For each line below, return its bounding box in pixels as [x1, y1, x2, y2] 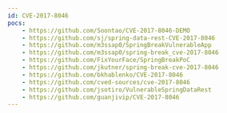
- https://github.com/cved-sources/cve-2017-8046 [22, 78, 191, 86]
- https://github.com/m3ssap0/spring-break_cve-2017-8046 [22, 49, 219, 56]
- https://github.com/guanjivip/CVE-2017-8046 [22, 93, 180, 101]
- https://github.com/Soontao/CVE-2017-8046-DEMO [22, 26, 191, 34]
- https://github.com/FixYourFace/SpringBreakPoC [22, 56, 191, 64]
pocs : [7, 19, 26, 27]
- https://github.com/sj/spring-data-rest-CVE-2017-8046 [22, 33, 216, 42]
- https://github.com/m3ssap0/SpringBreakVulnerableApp [22, 41, 213, 49]
